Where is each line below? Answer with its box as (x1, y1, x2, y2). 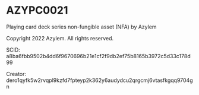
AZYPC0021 (6, 4, 68, 17)
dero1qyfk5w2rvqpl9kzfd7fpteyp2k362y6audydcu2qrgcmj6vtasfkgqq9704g (6, 77, 193, 84)
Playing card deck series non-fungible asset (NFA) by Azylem (6, 23, 157, 30)
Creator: (6, 70, 27, 77)
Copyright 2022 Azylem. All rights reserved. (6, 34, 114, 42)
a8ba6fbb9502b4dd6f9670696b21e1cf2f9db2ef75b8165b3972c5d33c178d (6, 52, 191, 59)
